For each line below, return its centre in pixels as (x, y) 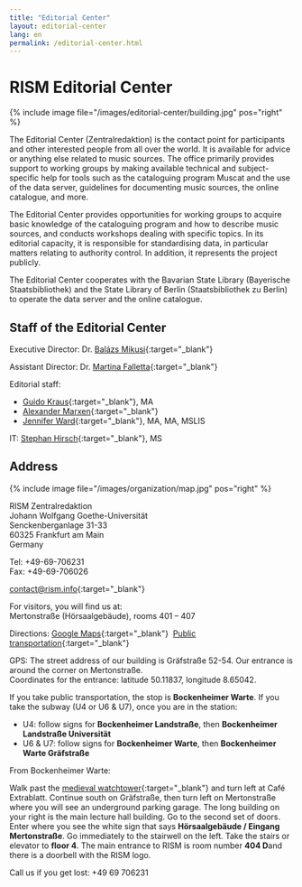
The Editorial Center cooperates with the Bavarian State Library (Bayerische (150, 280)
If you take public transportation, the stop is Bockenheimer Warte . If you (144, 697)
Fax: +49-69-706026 (49, 571)
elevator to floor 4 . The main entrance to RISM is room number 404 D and (146, 845)
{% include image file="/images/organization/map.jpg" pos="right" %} (141, 488)
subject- (253, 169)
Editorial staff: (35, 384)
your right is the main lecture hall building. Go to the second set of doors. (145, 817)
